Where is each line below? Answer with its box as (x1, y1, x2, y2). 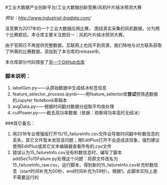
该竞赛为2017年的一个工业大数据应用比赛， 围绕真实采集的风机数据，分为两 (5, 25, 160, 31)
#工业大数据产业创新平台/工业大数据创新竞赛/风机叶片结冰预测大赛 (5, 4, 142, 10)
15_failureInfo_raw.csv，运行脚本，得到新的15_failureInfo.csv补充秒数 (12, 162, 154, 168)
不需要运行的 (12, 175, 39, 181)
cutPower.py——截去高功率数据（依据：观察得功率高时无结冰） (12, 110, 143, 116)
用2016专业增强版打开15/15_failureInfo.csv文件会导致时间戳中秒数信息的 (12, 131, 160, 137)
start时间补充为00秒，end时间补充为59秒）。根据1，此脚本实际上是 (21, 168, 158, 174)
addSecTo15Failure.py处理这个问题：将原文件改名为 (12, 156, 118, 162)
